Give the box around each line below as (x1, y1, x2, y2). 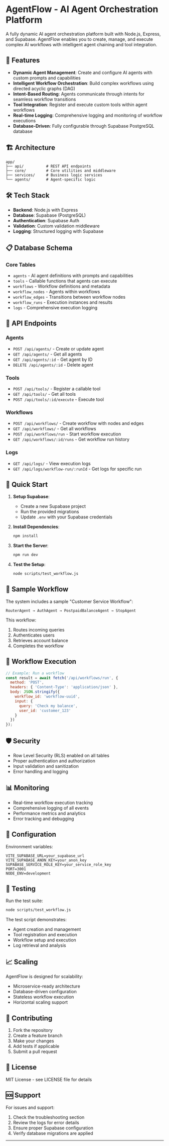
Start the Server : (13, 543, 49, 549)
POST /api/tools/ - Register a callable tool (13, 386, 101, 392)
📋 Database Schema (6, 243, 73, 252)
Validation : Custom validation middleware (13, 223, 100, 229)
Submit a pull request (13, 1048, 57, 1054)
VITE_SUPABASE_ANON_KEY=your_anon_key (6, 857, 87, 863)
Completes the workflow (13, 643, 64, 649)
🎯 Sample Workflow (6, 585, 69, 594)
